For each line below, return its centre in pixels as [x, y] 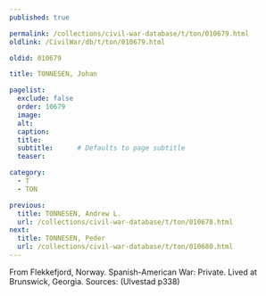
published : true [39, 17]
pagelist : [28, 90]
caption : [33, 132]
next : [19, 230]
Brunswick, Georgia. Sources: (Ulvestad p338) [95, 281]
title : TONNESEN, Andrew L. [70, 214]
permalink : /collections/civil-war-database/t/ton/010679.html [129, 33]
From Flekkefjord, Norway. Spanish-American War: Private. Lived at [133, 272]
